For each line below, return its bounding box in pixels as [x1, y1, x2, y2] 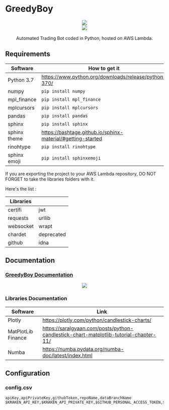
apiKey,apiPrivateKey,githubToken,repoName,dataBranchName [5, 395, 132, 401]
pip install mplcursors [41, 104, 99, 110]
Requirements [5, 50, 50, 58]
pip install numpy [41, 88, 86, 94]
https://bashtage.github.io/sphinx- [41, 129, 124, 136]
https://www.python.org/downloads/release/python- [41, 73, 167, 80]
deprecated [38, 230, 66, 238]
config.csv [5, 384, 33, 391]
